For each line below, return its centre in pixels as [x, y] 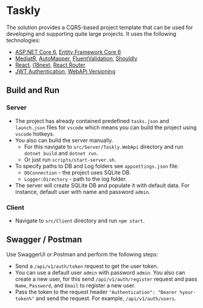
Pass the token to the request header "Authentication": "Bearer [96, 292]
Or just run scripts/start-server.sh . [70, 159]
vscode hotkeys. [35, 133]
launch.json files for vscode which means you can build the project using [106, 127]
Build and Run [33, 91]
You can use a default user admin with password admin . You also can [100, 272]
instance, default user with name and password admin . [82, 192]
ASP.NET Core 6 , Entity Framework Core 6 [68, 52]
